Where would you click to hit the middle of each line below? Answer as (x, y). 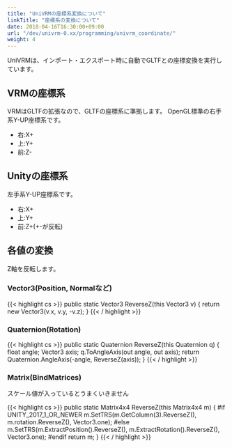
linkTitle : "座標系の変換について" (53, 20)
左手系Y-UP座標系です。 (42, 194)
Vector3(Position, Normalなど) (60, 288)
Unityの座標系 (38, 176)
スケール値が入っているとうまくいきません (68, 394)
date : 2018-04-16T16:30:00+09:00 (56, 26)
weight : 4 (22, 40)
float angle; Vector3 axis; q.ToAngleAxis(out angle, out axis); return (103, 352)
